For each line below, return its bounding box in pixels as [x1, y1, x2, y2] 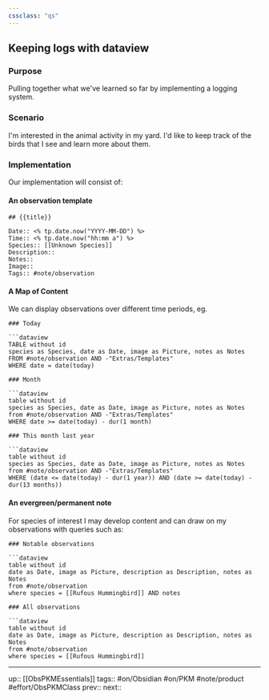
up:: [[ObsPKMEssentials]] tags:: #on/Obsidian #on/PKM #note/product [8, 674, 244, 683]
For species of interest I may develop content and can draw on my [8, 516, 227, 525]
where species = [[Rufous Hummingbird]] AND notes [8, 589, 181, 597]
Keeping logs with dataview [8, 42, 150, 55]
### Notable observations [8, 540, 94, 548]
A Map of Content [8, 286, 69, 296]
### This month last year [8, 432, 94, 440]
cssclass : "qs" [8, 11, 59, 20]
